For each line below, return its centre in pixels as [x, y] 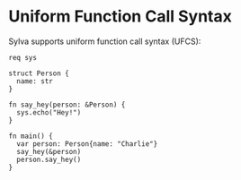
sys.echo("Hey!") [49, 112]
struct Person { [39, 73]
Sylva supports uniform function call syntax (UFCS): [105, 41]
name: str [35, 81]
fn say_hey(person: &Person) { [67, 105]
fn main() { [31, 136]
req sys [23, 57]
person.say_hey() [49, 159]
